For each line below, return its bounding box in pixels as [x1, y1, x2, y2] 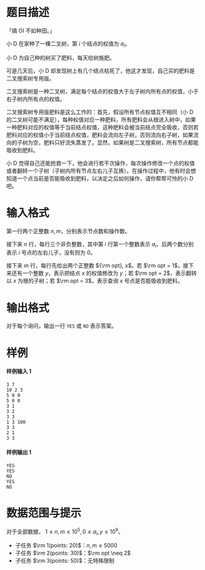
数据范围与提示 [6, 506, 82, 520]
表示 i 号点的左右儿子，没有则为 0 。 [6, 249, 96, 257]
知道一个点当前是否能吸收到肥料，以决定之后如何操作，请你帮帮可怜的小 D [6, 175, 194, 182]
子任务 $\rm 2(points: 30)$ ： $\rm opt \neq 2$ [15, 549, 131, 557]
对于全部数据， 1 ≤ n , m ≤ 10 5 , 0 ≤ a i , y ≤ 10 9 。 [6, 527, 124, 536]
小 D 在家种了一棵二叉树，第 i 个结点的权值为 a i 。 [6, 40, 131, 49]
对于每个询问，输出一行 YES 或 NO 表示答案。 [6, 322, 117, 330]
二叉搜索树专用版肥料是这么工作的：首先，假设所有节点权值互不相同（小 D [6, 108, 194, 115]
